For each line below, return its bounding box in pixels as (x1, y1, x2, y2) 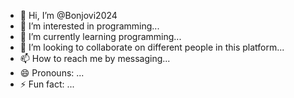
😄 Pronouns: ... (19, 67, 85, 79)
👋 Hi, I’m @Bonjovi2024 (19, 10, 118, 21)
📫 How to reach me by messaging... (19, 53, 171, 64)
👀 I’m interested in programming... (19, 20, 160, 32)
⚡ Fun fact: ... (19, 78, 75, 90)
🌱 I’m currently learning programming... (19, 31, 182, 42)
